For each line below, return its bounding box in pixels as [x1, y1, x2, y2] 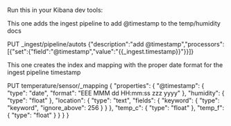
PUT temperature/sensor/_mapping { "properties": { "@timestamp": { [7, 82, 205, 89]
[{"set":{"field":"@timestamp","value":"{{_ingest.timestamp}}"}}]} [7, 48, 194, 55]
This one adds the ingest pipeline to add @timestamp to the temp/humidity [7, 19, 221, 27]
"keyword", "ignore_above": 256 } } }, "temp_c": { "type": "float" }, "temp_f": [7, 104, 225, 111]
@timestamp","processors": [145, 40, 225, 48]
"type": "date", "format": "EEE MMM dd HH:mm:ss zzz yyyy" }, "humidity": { [7, 89, 225, 97]
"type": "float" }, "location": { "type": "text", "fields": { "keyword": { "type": [7, 96, 220, 105]
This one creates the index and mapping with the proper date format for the [7, 61, 223, 69]
